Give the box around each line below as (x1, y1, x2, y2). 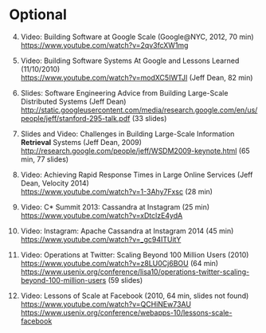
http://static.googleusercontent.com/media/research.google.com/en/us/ (20, 105, 258, 115)
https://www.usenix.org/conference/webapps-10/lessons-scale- (20, 308, 233, 317)
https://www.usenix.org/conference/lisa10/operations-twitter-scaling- (20, 267, 250, 276)
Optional (9, 6, 67, 24)
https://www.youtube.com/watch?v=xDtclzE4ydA (20, 210, 183, 220)
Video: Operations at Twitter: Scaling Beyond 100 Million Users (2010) (20, 249, 249, 260)
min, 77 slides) (20, 154, 69, 164)
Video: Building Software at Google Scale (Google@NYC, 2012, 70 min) (20, 32, 254, 41)
